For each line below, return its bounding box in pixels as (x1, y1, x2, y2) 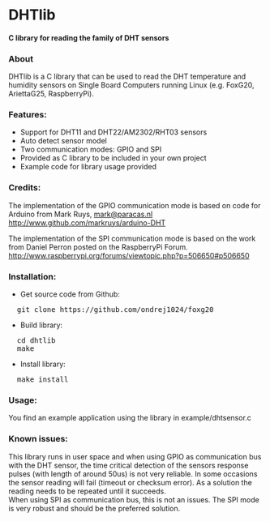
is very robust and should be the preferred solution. (8, 503, 181, 513)
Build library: (19, 320, 63, 330)
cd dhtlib (16, 335, 56, 345)
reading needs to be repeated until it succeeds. (8, 486, 166, 496)
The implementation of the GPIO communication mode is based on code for (8, 200, 261, 210)
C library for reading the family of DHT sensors (8, 32, 169, 42)
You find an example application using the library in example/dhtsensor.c (8, 413, 251, 423)
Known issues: (8, 433, 69, 445)
